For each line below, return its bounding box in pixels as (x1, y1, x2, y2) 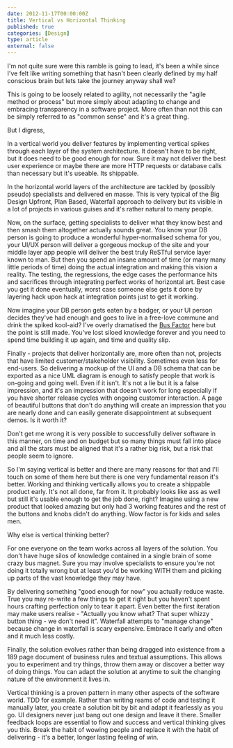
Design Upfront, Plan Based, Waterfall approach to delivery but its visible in (7, 197, 223, 206)
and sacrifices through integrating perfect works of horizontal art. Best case (7, 278, 225, 286)
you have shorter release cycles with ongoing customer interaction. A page (7, 394, 223, 402)
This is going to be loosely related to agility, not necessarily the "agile (7, 90, 207, 98)
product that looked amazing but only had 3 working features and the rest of (7, 502, 226, 510)
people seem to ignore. (7, 451, 74, 460)
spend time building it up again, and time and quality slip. (7, 336, 170, 344)
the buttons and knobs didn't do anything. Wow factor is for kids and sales (7, 510, 220, 518)
